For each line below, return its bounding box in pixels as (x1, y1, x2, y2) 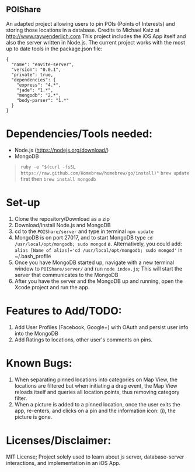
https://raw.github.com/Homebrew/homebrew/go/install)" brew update (20, 170, 190, 176)
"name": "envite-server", (11, 61, 75, 67)
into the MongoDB (14, 330, 58, 337)
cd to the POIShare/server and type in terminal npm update (14, 228, 154, 235)
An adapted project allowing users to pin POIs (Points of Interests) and (6, 20, 175, 27)
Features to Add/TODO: (6, 304, 122, 317)
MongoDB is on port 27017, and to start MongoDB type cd (14, 234, 153, 241)
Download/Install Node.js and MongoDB (14, 221, 111, 228)
